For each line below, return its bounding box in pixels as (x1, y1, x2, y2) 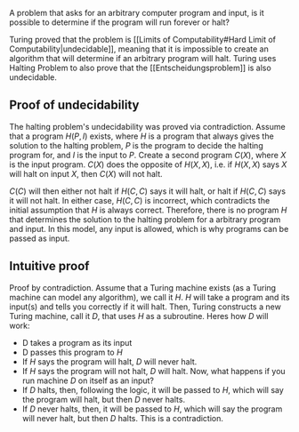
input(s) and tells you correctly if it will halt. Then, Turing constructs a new (9, 301, 282, 312)
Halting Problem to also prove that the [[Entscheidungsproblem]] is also (9, 62, 271, 73)
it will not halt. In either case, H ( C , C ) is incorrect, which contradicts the (9, 195, 271, 205)
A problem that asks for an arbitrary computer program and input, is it (9, 8, 264, 18)
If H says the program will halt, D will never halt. (21, 356, 198, 367)
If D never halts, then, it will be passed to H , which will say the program (21, 404, 283, 414)
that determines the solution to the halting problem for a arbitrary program (9, 213, 281, 225)
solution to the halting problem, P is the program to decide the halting (9, 140, 264, 150)
